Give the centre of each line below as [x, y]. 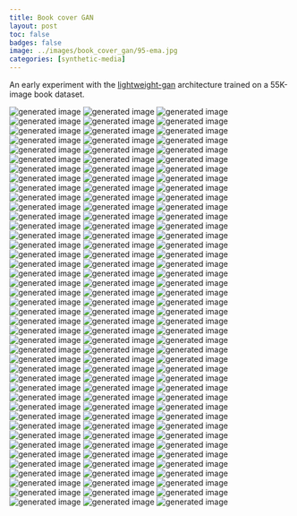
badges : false [36, 43]
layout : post [34, 26]
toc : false [30, 34]
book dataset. [59, 94]
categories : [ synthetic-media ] [68, 59]
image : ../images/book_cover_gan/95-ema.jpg [93, 51]
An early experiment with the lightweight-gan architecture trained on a [139, 85]
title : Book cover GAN [51, 17]
